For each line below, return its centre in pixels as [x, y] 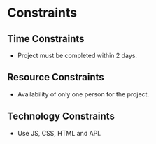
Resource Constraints [56, 77]
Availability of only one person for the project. [83, 94]
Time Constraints [46, 39]
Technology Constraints [61, 116]
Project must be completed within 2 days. [77, 55]
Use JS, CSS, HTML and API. [59, 133]
